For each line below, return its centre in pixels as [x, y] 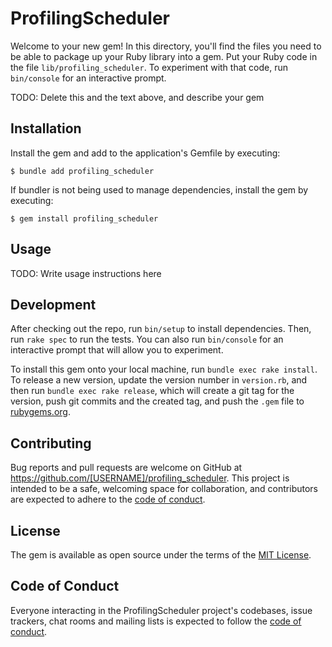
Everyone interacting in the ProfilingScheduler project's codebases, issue [161, 610]
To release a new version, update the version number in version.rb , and [159, 380]
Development [53, 304]
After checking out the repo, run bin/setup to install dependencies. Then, [161, 329]
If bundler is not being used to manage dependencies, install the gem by [159, 189]
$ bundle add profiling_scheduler [82, 171]
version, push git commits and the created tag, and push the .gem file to [157, 401]
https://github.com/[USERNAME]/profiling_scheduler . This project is [150, 478]
